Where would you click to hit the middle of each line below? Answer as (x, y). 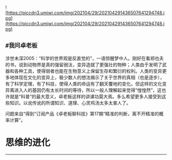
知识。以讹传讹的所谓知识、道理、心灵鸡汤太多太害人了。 (70, 103)
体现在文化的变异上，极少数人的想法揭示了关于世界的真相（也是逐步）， (89, 77)
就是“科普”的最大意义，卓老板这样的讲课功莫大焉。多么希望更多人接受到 (86, 96)
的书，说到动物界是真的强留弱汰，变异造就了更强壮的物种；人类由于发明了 (84, 64)
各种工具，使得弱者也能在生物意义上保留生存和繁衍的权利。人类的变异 (88, 71)
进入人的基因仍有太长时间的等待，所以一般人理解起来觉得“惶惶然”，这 (88, 90)
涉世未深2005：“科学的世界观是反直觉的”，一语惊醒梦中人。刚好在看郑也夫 (84, 58)
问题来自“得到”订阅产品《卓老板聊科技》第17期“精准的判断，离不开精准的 (82, 114)
